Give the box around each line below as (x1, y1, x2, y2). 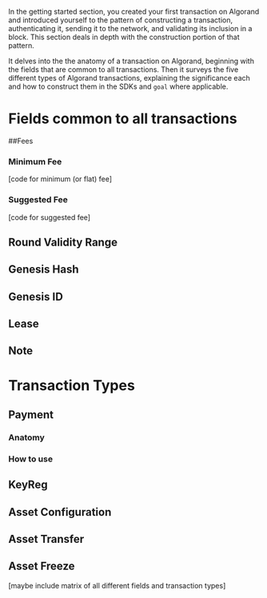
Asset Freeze (8, 560, 75, 573)
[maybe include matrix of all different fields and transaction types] (8, 580, 226, 590)
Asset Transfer (8, 532, 85, 546)
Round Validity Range (8, 235, 118, 249)
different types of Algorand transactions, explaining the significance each (8, 74, 250, 82)
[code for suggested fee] (8, 212, 90, 222)
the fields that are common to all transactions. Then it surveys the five (8, 65, 239, 74)
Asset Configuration (8, 505, 112, 519)
